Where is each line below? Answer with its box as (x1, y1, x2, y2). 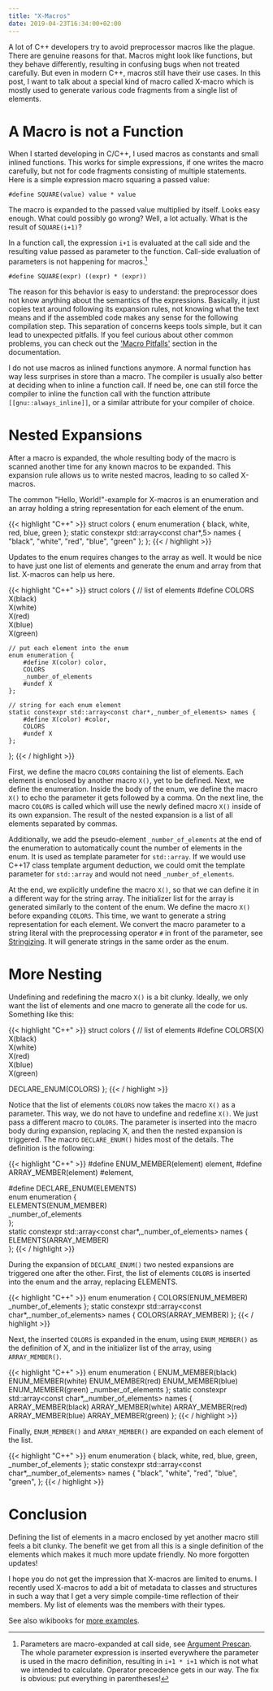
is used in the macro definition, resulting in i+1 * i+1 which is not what (19, 1656, 258, 1666)
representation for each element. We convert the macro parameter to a (8, 920, 246, 929)
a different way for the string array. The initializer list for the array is (8, 894, 234, 903)
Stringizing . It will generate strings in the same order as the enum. (8, 937, 229, 946)
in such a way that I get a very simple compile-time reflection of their (8, 1591, 240, 1601)
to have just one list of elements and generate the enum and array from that (8, 561, 262, 570)
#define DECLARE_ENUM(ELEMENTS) (8, 1183, 136, 1193)
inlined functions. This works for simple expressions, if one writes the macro (8, 158, 264, 168)
